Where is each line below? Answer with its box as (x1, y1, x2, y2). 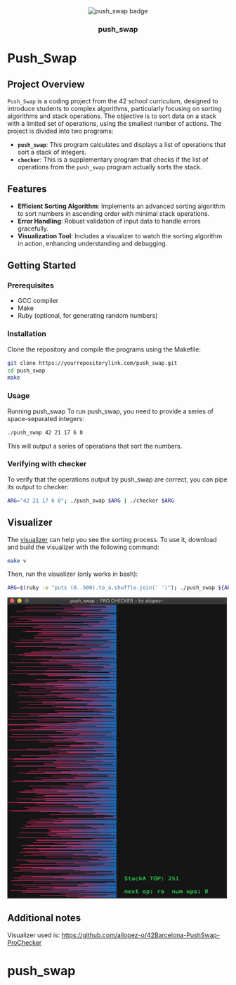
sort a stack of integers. (17, 148, 87, 156)
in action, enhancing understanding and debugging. (17, 239, 168, 247)
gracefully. (17, 224, 49, 233)
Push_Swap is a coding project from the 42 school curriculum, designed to (7, 96, 218, 105)
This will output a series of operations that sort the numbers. (7, 442, 183, 450)
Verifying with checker (7, 459, 87, 469)
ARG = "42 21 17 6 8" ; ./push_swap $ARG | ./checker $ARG (7, 497, 174, 504)
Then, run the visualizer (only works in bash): (7, 569, 138, 579)
